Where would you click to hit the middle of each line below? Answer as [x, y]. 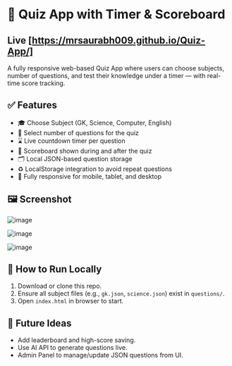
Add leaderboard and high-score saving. [77, 340]
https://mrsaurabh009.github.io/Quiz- [118, 40]
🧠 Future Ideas [39, 323]
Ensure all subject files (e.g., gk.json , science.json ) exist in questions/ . [121, 294]
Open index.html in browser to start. [71, 301]
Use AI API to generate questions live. [72, 348]
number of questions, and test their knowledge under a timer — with [106, 76]
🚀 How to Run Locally [55, 269]
